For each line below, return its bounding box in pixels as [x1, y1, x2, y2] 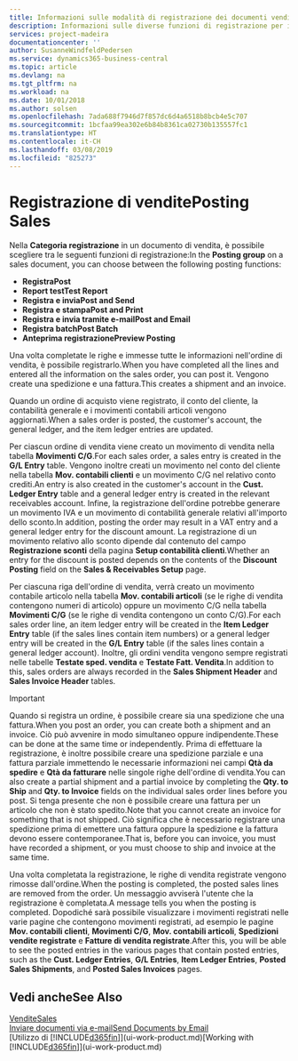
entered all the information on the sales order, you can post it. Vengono [9, 369, 269, 380]
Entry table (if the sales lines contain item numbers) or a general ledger [9, 629, 271, 639]
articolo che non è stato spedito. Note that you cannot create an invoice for [9, 805, 281, 816]
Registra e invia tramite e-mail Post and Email [21, 314, 191, 325]
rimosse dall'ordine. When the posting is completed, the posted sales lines [9, 879, 279, 889]
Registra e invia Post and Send [21, 295, 135, 306]
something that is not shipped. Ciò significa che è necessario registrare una [9, 815, 286, 825]
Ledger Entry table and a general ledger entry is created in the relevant [9, 488, 271, 499]
